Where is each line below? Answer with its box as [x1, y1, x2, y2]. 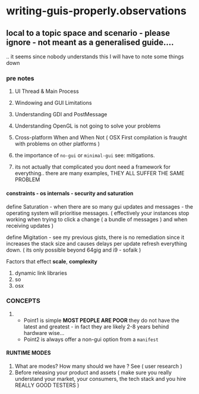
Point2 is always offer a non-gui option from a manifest [23, 336, 159, 343]
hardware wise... [23, 329, 65, 336]
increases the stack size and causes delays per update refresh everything [6, 240, 187, 247]
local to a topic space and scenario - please [6, 28, 170, 38]
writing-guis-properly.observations [6, 4, 187, 18]
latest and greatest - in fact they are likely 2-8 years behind [23, 323, 169, 330]
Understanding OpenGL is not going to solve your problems [14, 122, 161, 129]
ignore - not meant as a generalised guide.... [6, 37, 174, 47]
